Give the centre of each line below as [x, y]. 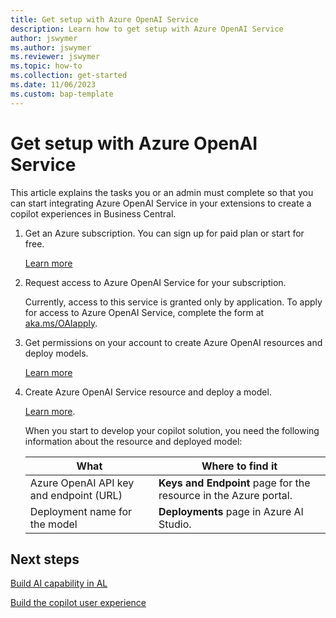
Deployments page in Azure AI [231, 511]
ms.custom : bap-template [62, 94]
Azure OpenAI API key [82, 483]
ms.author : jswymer [51, 47]
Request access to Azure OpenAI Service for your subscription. [155, 282]
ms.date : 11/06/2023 [53, 85]
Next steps [45, 559]
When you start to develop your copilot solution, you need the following [172, 430]
